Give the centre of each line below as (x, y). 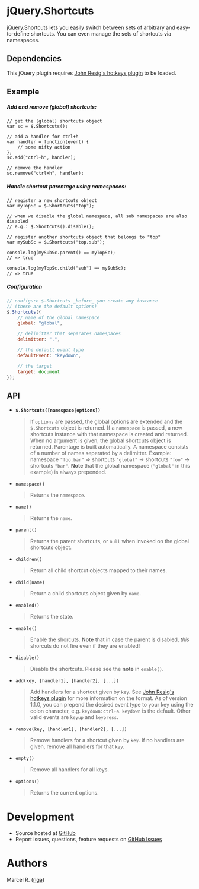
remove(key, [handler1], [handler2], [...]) (71, 729)
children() (29, 560)
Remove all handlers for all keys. (69, 770)
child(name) (30, 583)
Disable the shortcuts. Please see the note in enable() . (97, 669)
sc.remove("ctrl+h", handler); (45, 174)
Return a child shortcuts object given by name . (86, 594)
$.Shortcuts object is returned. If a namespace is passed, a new (106, 428)
